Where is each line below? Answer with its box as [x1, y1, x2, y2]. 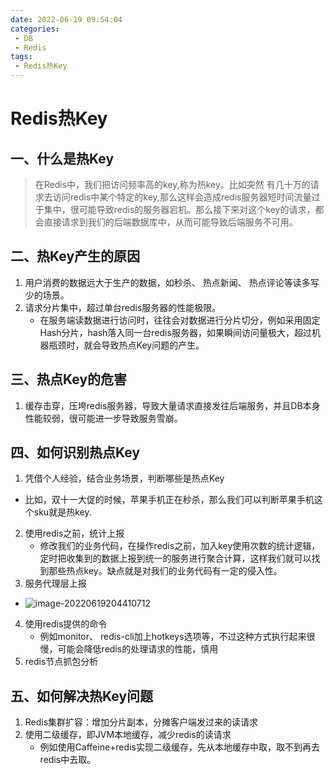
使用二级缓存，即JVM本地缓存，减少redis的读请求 [24, 729, 232, 741]
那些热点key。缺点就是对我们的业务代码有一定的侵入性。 [48, 565, 283, 577]
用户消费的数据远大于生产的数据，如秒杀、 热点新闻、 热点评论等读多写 [24, 276, 320, 288]
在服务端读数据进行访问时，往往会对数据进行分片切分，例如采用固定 [39, 314, 321, 326]
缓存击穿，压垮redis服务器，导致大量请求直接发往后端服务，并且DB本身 [24, 399, 321, 411]
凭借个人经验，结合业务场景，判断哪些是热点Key [24, 472, 225, 485]
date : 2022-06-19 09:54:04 [10, 14, 123, 25]
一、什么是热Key [10, 150, 115, 167]
